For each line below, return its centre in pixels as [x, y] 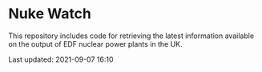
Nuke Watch [50, 14]
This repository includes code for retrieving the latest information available [131, 36]
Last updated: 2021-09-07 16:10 [61, 59]
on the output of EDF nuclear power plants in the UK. [95, 44]
